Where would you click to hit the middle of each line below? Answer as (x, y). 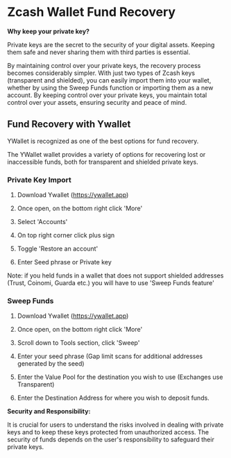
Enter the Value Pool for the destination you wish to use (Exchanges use (120, 377)
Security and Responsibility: (49, 412)
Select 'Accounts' (42, 222)
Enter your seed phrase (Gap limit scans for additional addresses (110, 356)
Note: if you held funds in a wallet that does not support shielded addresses (115, 275)
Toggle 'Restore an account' (58, 249)
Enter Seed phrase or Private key (65, 262)
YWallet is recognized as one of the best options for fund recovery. (103, 141)
